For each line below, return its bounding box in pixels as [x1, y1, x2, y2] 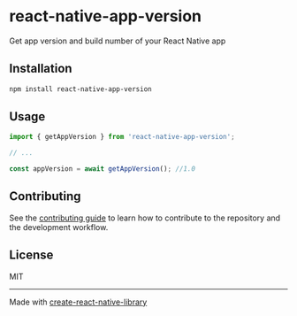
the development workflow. [9, 221, 109, 232]
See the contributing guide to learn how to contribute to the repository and [9, 212, 281, 223]
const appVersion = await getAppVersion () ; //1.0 [9, 165, 196, 173]
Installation [9, 61, 72, 76]
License [9, 248, 54, 263]
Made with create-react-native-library [9, 297, 148, 307]
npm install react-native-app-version [9, 84, 152, 94]
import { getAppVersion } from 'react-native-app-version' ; [9, 133, 236, 142]
